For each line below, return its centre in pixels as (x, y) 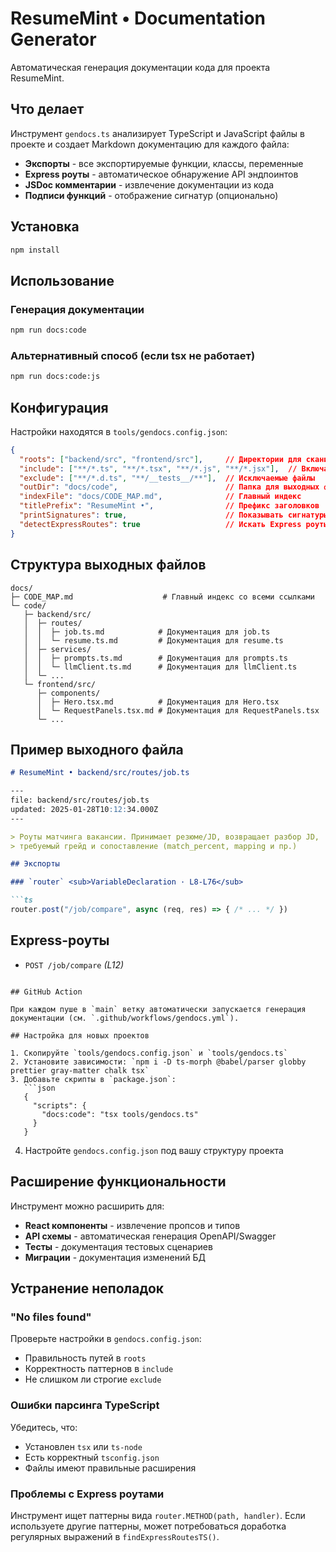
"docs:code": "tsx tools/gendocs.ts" (120, 1114)
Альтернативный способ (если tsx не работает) (133, 355)
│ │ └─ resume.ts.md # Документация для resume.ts (153, 640)
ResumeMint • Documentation (138, 18)
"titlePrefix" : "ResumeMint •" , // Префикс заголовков (169, 506)
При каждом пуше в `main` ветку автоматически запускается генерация (158, 1009)
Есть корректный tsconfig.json (92, 1457)
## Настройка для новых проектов (80, 1035)
